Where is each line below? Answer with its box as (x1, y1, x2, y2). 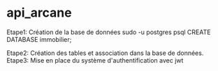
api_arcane (6, 5, 72, 21)
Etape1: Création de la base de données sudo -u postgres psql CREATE (6, 28, 211, 36)
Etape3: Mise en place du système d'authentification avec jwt (6, 56, 184, 64)
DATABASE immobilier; (6, 35, 72, 43)
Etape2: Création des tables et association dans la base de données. (6, 49, 204, 57)
